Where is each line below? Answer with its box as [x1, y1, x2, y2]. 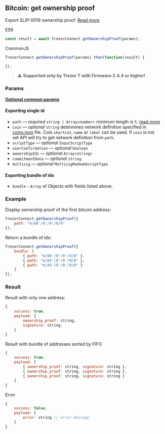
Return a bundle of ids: [5, 235, 52, 241]
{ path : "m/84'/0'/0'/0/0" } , [23, 258, 85, 263]
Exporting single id [5, 108, 45, 113]
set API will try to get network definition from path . [12, 134, 115, 140]
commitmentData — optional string [12, 156, 82, 162]
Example [5, 196, 27, 203]
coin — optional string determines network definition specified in [12, 124, 147, 130]
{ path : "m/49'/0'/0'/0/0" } [23, 263, 83, 268]
